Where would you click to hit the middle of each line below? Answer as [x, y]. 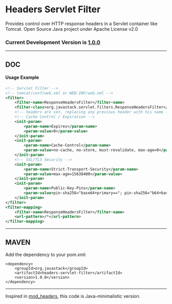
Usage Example [22, 77]
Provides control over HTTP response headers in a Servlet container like [81, 24]
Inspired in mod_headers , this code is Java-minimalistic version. [73, 296]
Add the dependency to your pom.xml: [46, 255]
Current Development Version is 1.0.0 [53, 42]
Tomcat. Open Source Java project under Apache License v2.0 [72, 29]
